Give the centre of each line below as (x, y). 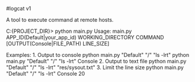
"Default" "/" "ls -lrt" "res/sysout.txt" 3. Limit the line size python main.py (95, 67)
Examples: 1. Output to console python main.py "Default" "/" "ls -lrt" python (98, 55)
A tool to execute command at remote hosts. (60, 20)
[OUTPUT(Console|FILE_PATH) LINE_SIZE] (58, 44)
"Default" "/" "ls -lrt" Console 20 (46, 74)
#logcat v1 (19, 8)
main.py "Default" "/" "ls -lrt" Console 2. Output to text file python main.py (96, 61)
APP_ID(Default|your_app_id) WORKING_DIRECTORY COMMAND (85, 37)
